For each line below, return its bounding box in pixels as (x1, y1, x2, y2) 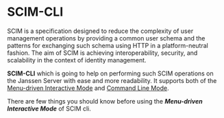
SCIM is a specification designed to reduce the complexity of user (7, 27, 194, 35)
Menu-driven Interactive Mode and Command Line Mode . (7, 84, 169, 92)
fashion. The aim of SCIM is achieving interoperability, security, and (7, 49, 198, 57)
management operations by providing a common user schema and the (7, 34, 206, 42)
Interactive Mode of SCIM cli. (7, 104, 91, 113)
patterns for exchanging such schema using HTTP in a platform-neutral (7, 41, 209, 49)
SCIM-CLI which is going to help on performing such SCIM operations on (7, 69, 214, 78)
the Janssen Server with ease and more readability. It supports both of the (7, 76, 217, 84)
